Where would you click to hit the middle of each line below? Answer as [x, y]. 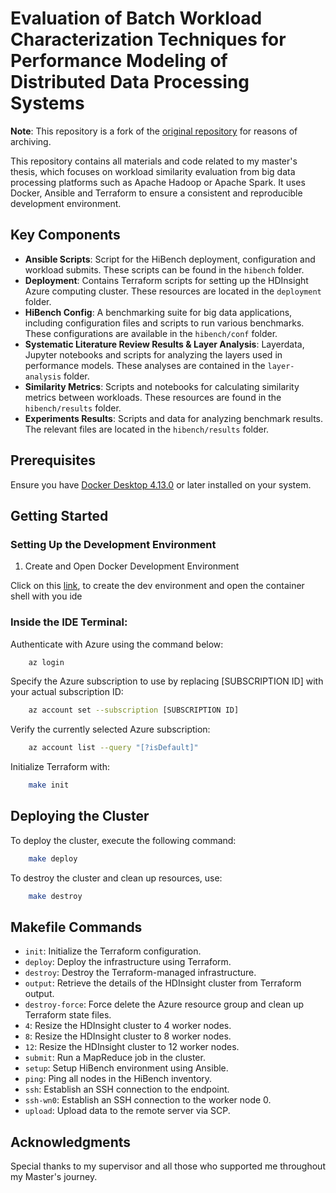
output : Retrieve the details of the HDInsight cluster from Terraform [163, 983]
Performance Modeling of [119, 61]
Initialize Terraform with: [60, 767]
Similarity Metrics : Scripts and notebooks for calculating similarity [162, 386]
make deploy [53, 858]
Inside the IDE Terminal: [69, 622]
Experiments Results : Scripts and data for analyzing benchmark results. [174, 418]
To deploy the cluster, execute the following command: [123, 840]
